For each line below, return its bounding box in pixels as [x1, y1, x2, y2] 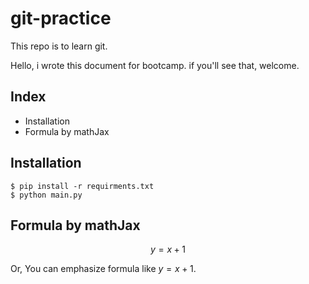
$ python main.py [10, 190, 83, 200]
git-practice [10, 7, 112, 30]
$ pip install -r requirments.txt [10, 181, 155, 191]
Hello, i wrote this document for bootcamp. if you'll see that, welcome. [10, 59, 300, 71]
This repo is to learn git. [10, 40, 108, 52]
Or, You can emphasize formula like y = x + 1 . [10, 263, 197, 275]
